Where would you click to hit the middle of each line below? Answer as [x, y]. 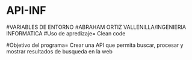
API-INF [26, 10]
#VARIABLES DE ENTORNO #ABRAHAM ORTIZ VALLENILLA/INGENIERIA [96, 27]
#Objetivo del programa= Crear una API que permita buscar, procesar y [95, 45]
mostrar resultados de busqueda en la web [60, 51]
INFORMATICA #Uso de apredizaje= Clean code [66, 33]
